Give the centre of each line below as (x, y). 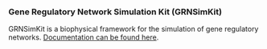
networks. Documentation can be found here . (84, 37)
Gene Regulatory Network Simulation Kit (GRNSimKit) (115, 12)
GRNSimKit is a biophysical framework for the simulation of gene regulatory (133, 29)
